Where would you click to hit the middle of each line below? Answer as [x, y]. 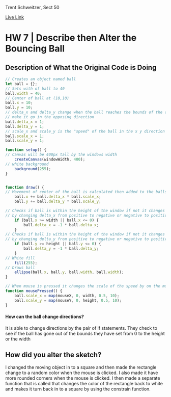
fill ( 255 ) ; [26, 263]
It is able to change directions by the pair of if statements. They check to [81, 328]
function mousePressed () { [34, 291]
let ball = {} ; [21, 84]
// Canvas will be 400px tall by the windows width [61, 155]
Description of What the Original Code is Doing [81, 68]
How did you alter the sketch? [53, 355]
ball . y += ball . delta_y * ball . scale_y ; [58, 202]
